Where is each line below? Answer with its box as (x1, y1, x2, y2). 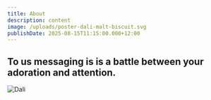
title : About (7, 10, 46, 17)
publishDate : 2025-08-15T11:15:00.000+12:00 (7, 29, 140, 37)
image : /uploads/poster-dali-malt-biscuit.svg (7, 23, 147, 30)
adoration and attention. (7, 66, 116, 78)
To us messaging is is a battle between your (7, 55, 204, 67)
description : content (7, 17, 71, 24)
